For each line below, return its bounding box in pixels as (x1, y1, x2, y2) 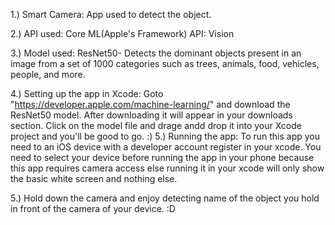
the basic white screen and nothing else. (10, 173, 178, 184)
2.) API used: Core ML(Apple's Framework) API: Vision (10, 28, 235, 39)
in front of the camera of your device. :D (10, 203, 176, 214)
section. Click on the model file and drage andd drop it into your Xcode (10, 120, 302, 131)
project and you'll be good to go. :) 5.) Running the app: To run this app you (10, 130, 321, 142)
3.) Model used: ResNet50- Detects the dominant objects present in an (10, 47, 302, 59)
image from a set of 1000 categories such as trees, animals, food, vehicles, (10, 58, 320, 69)
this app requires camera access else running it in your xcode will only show (10, 162, 325, 174)
